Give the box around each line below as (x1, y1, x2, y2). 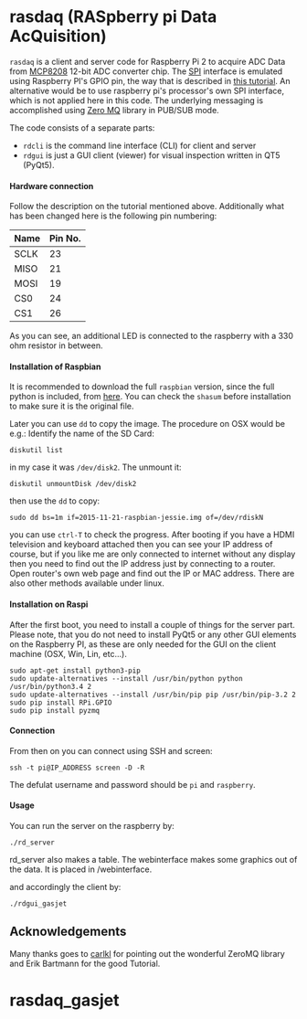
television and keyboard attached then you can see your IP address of (9, 539, 273, 550)
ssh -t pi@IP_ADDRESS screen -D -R (9, 763, 145, 772)
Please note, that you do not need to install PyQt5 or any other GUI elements (9, 629, 297, 640)
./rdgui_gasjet (9, 898, 68, 908)
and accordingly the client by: (9, 881, 122, 892)
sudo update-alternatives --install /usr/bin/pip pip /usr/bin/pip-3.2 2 (9, 690, 297, 699)
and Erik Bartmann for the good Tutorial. (9, 958, 161, 969)
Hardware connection (9, 180, 94, 191)
